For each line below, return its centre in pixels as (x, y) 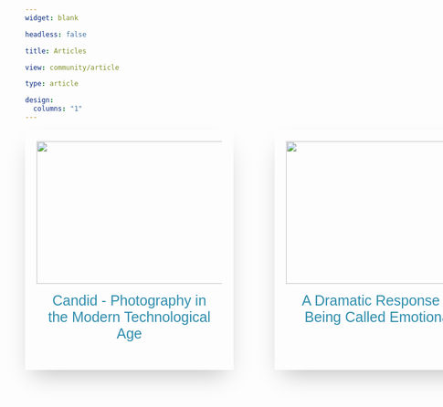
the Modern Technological (129, 316)
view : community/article (72, 68)
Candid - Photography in (129, 300)
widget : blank (52, 18)
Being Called (345, 316)
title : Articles (56, 51)
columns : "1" (58, 109)
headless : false (56, 34)
